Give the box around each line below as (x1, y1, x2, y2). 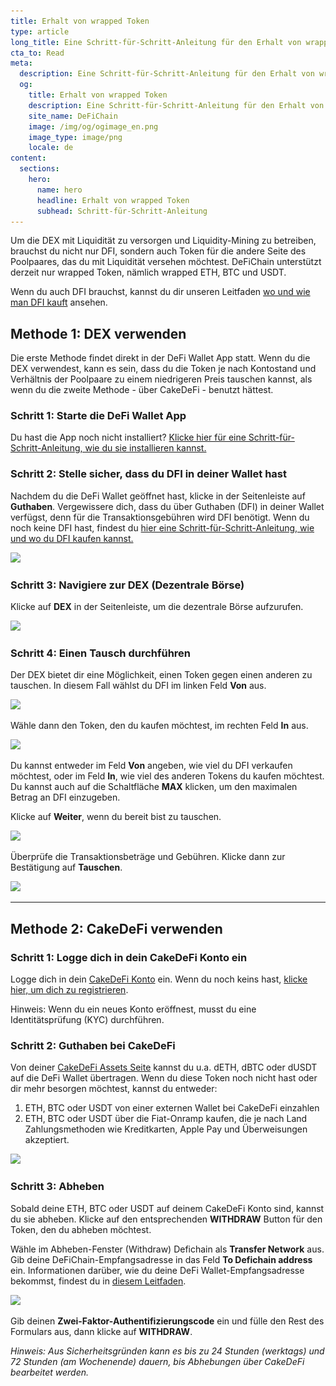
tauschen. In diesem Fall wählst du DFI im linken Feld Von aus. (10, 680, 267, 692)
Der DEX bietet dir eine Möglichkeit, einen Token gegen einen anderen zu (10, 669, 313, 681)
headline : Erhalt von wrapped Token (36, 195, 190, 205)
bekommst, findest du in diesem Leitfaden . (10, 1275, 187, 1287)
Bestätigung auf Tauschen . (10, 861, 123, 874)
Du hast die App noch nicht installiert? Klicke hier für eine (10, 431, 247, 444)
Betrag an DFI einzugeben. (10, 791, 121, 804)
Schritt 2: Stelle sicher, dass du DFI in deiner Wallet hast (10, 467, 287, 481)
